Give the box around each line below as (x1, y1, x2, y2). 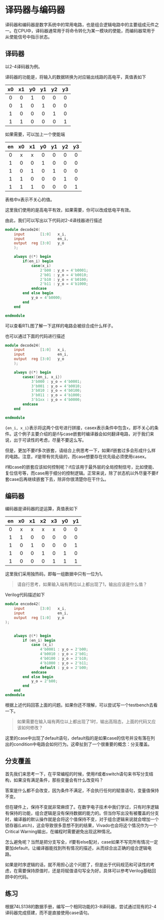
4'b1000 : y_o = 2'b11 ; (40, 660, 89, 666)
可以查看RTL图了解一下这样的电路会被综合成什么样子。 (5, 323, 116, 328)
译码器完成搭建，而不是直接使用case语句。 (5, 910, 92, 916)
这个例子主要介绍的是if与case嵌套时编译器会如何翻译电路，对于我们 (13, 431, 150, 437)
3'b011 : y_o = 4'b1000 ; (31, 393, 82, 398)
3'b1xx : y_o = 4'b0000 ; (31, 398, 82, 402)
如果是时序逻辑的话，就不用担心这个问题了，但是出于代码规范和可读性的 (5, 861, 150, 868)
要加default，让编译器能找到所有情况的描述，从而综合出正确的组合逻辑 (5, 845, 148, 851)
